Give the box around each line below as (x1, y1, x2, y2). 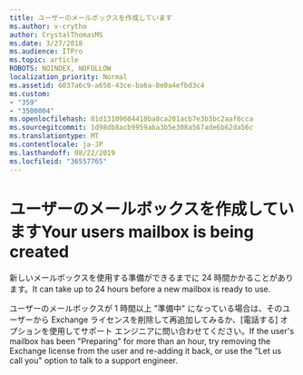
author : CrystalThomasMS (9, 30, 103, 39)
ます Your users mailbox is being (9, 222, 254, 242)
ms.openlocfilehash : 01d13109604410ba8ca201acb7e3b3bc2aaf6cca (9, 114, 254, 123)
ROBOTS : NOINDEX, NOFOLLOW (9, 64, 112, 74)
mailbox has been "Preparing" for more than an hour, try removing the (9, 336, 271, 347)
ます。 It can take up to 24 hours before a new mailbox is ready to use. (9, 283, 271, 295)
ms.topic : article (9, 55, 79, 64)
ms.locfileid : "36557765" (9, 156, 107, 166)
